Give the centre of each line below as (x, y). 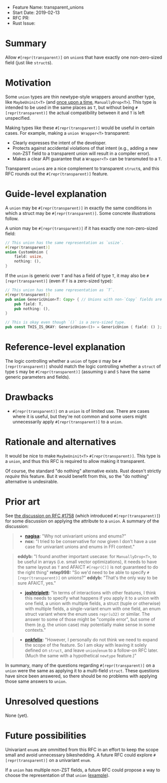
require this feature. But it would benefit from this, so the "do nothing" (77, 476)
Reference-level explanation (65, 347)
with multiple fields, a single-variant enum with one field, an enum (93, 609)
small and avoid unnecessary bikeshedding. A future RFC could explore (79, 755)
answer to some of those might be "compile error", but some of (90, 619)
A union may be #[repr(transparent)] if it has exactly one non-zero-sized (81, 228)
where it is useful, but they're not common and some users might (79, 416)
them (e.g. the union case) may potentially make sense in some (90, 624)
